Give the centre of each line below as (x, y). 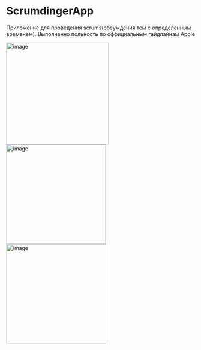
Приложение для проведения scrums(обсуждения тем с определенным (99, 28)
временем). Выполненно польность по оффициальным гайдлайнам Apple (101, 34)
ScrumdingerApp (50, 11)
